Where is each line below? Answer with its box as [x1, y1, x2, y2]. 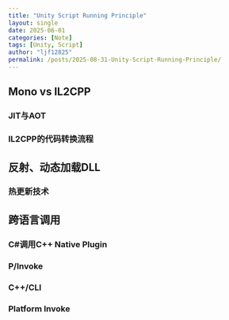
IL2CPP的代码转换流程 [8, 134, 94, 145]
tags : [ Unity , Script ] [8, 41, 83, 49]
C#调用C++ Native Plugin [8, 238, 108, 250]
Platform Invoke [8, 303, 71, 314]
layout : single [8, 19, 59, 27]
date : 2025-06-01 [8, 26, 66, 34]
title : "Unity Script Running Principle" [8, 11, 147, 20]
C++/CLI [8, 282, 42, 293]
